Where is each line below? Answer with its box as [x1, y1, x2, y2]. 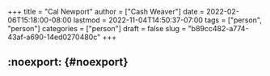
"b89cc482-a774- [188, 24, 249, 33]
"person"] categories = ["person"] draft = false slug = [7, 24, 187, 33]
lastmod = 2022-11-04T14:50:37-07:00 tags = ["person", [73, 15, 262, 25]
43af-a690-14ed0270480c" [7, 32, 101, 42]
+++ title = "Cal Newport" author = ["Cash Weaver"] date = [7, 7, 205, 16]
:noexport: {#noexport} [7, 55, 129, 69]
